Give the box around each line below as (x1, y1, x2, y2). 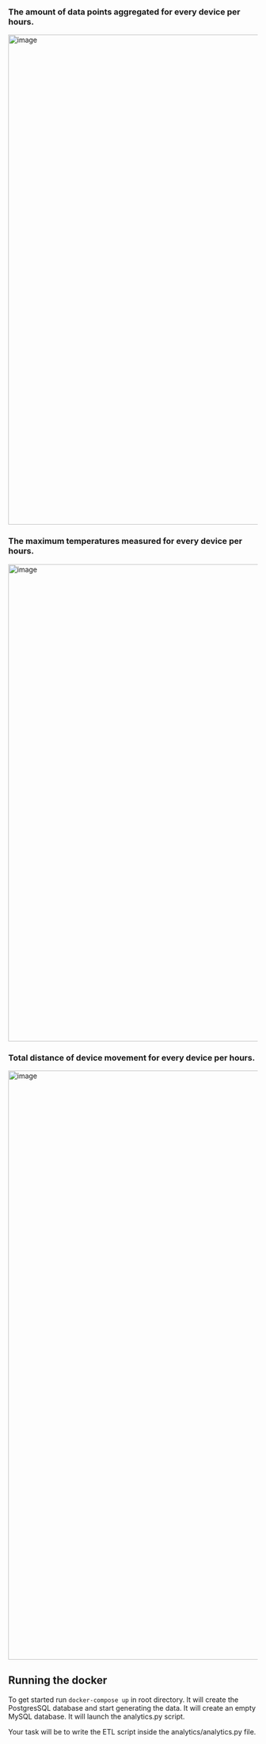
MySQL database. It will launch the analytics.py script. (8, 1711, 185, 1721)
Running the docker (8, 1673, 108, 1687)
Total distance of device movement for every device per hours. (8, 1052, 256, 1063)
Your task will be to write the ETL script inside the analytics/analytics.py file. (8, 1727, 256, 1736)
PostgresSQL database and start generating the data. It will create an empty (8, 1703, 256, 1712)
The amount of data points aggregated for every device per (8, 6, 241, 17)
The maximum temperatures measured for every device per (8, 536, 243, 547)
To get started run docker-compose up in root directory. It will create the (8, 1695, 239, 1704)
